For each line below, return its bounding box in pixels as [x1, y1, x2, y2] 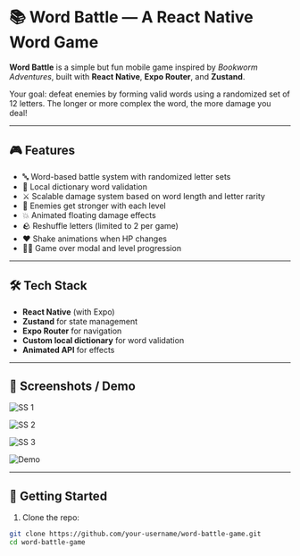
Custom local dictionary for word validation [21, 334, 185, 345]
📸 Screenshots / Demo [9, 378, 136, 393]
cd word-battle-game [9, 538, 87, 547]
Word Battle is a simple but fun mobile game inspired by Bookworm [9, 62, 258, 72]
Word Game [9, 32, 99, 53]
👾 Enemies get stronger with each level [21, 200, 167, 211]
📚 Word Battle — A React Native [9, 7, 254, 28]
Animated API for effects [21, 344, 115, 355]
